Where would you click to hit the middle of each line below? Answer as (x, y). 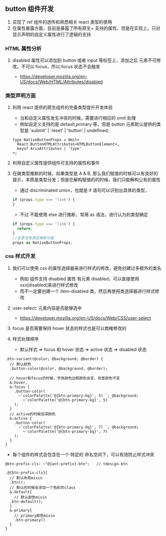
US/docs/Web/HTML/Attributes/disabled (61, 82)
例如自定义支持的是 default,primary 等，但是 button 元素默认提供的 (88, 124)
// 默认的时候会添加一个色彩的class (43, 488)
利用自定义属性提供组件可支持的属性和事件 (56, 163)
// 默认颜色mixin (31, 497)
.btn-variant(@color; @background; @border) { (54, 359)
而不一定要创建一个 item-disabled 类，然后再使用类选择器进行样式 (87, 291)
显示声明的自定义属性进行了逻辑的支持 (51, 34)
